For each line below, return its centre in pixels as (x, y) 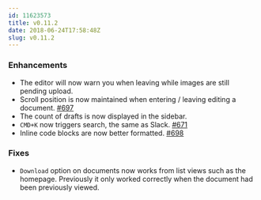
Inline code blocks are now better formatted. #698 (102, 133)
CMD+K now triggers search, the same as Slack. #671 (104, 124)
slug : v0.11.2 (32, 38)
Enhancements (38, 66)
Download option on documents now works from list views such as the (133, 170)
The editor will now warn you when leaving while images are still (124, 82)
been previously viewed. (60, 187)
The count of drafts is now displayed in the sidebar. (103, 116)
